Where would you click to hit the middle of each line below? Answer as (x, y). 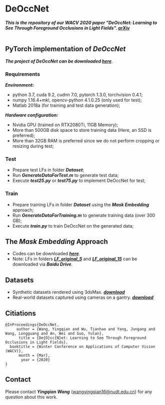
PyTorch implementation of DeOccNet (65, 49)
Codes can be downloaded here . (46, 254)
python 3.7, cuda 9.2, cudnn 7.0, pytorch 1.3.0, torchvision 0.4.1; (77, 95)
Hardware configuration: (32, 115)
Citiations (20, 313)
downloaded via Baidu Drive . (42, 264)
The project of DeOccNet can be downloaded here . (59, 61)
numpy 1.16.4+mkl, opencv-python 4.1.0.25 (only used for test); (77, 100)
